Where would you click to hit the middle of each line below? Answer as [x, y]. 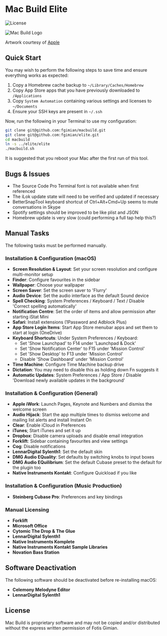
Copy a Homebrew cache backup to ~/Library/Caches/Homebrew [78, 85]
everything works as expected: [37, 75]
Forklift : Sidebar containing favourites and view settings [70, 441]
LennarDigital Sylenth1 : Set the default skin [57, 452]
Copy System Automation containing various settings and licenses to [82, 101]
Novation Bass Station [36, 552]
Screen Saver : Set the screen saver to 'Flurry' [60, 291]
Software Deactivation [41, 568]
